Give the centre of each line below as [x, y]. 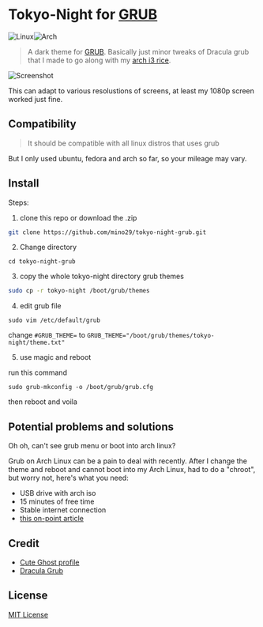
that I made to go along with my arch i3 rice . [99, 60]
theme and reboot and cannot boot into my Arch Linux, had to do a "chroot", [132, 470]
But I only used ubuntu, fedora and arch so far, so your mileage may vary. [128, 158]
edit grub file [40, 306]
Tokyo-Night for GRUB [83, 15]
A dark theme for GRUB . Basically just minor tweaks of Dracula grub [138, 51]
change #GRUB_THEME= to [47, 335]
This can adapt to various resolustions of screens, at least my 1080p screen [131, 91]
